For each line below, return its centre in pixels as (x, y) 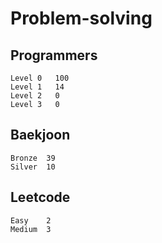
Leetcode (40, 197)
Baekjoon (40, 135)
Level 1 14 (37, 87)
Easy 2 (31, 220)
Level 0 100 (40, 78)
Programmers (54, 55)
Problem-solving (81, 18)
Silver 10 (33, 167)
